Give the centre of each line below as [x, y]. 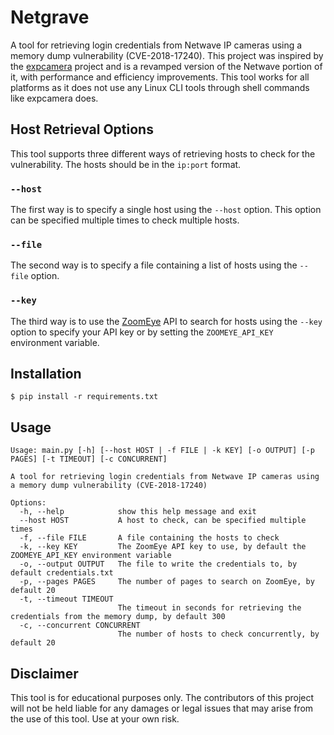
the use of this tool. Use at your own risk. [95, 719]
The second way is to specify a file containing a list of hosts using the [154, 265]
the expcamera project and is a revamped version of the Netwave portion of [166, 66]
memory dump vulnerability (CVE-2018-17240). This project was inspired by [167, 55]
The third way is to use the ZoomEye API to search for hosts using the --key [166, 321]
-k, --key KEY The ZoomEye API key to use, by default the [163, 547]
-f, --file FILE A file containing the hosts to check [149, 538]
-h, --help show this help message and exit [138, 512]
